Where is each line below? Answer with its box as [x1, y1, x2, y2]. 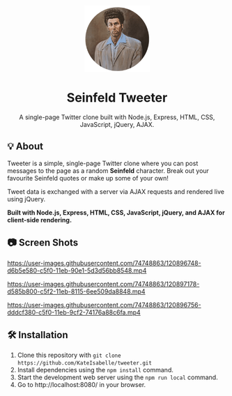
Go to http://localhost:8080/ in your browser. [17, 381, 146, 389]
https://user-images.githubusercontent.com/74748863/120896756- [7, 300, 201, 309]
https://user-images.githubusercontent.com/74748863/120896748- [7, 259, 201, 267]
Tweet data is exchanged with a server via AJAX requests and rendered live [7, 187, 225, 196]
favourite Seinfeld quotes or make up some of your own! [7, 174, 169, 182]
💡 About [7, 141, 44, 153]
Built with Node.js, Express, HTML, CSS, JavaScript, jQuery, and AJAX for [7, 208, 225, 217]
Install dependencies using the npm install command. [17, 366, 174, 374]
